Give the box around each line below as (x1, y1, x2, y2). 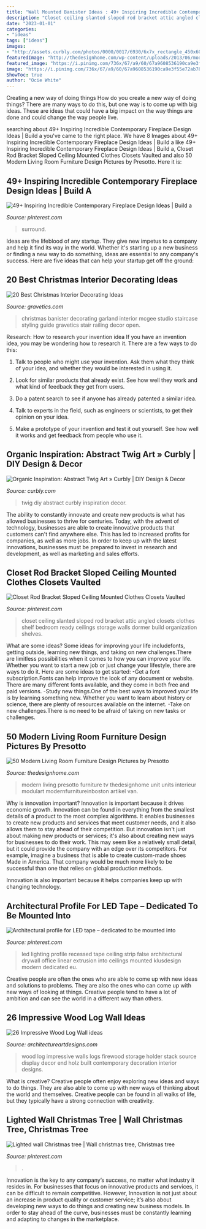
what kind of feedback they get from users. (15, 382, 125, 390)
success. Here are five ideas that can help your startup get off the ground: (6, 257, 194, 264)
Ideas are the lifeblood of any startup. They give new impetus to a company (6, 237, 197, 245)
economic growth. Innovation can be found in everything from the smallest (6, 806, 195, 813)
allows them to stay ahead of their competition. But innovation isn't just (6, 826, 186, 833)
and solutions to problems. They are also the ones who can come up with (6, 982, 192, 989)
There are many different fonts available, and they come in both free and (6, 681, 189, 688)
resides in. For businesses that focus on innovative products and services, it (6, 1182, 199, 1190)
